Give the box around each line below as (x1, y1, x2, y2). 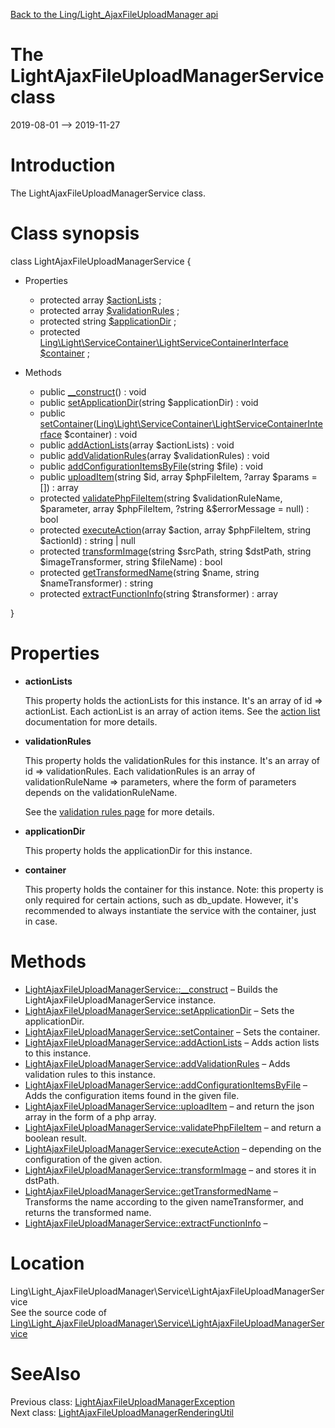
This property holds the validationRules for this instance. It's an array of (24, 754, 321, 766)
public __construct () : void (39, 385, 147, 398)
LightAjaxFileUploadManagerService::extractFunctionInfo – (24, 1217, 268, 1229)
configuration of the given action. (24, 1153, 163, 1165)
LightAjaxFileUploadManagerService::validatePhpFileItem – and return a (24, 1121, 322, 1133)
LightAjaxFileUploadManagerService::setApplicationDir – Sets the (24, 1004, 295, 1016)
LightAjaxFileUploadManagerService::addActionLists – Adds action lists (24, 1036, 320, 1048)
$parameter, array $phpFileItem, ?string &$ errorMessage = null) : (39, 502, 310, 514)
